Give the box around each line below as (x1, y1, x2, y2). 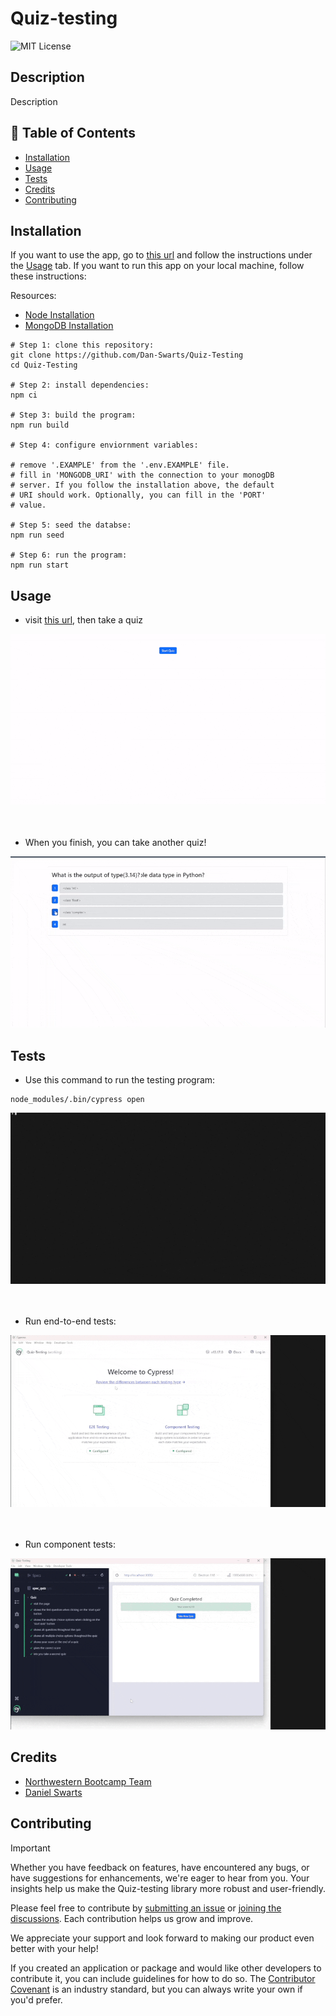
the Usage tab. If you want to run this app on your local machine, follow (10, 260, 305, 272)
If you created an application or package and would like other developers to (10, 1962, 322, 1974)
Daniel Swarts (24, 1786, 83, 1798)
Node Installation (24, 309, 95, 321)
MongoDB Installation (24, 320, 114, 332)
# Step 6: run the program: (10, 550, 128, 561)
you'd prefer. (10, 1993, 63, 2006)
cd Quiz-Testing (10, 360, 78, 371)
